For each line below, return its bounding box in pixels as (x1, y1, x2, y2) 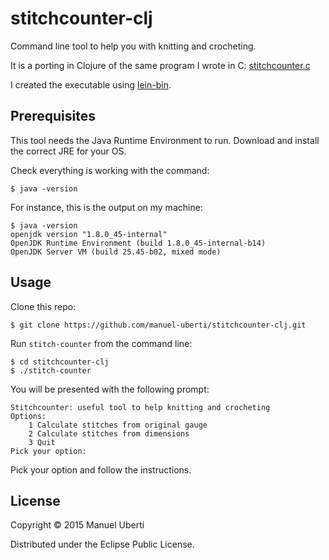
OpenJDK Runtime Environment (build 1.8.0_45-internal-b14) (10, 238, 267, 248)
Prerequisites (10, 108, 96, 125)
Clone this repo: (10, 300, 77, 312)
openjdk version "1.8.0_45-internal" (10, 229, 168, 239)
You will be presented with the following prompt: (10, 383, 210, 395)
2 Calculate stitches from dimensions (28, 428, 190, 439)
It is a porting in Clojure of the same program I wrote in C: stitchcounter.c (10, 59, 311, 71)
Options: (10, 411, 47, 421)
